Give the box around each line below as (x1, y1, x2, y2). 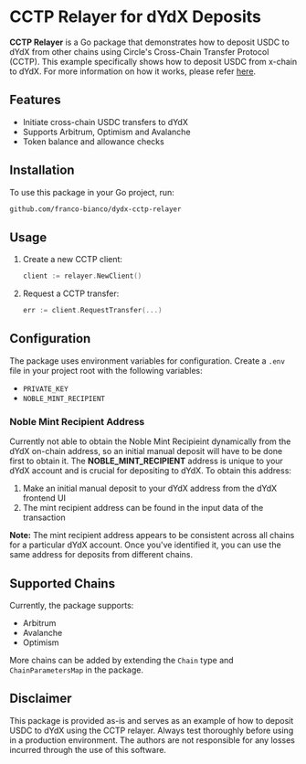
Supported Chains (9, 576, 116, 591)
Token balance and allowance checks (22, 135, 164, 147)
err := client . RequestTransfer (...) (22, 306, 163, 315)
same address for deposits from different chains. (9, 549, 194, 560)
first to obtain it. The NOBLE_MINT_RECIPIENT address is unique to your (9, 455, 283, 467)
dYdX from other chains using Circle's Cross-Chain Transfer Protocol (9, 46, 269, 57)
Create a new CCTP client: (22, 254, 123, 265)
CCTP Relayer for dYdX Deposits (9, 6, 262, 27)
